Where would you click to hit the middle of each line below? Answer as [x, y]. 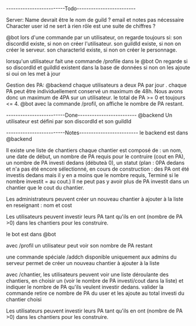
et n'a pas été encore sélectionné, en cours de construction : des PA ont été [98, 169]
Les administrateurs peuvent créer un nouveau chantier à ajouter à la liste [95, 199]
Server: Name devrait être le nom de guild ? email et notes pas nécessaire [95, 20]
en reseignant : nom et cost [39, 205]
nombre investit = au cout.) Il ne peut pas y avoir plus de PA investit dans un [97, 181]
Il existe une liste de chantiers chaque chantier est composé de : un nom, [94, 150]
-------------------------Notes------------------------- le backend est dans [97, 133]
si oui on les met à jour [33, 74]
